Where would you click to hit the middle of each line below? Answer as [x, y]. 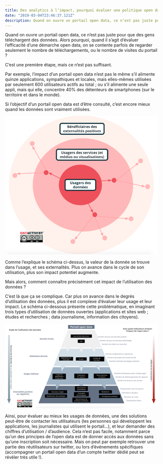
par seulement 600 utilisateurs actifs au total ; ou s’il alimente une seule [77, 84]
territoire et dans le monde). [33, 95]
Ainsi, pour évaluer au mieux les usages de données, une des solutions [76, 416]
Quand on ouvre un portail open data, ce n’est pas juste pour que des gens [80, 35]
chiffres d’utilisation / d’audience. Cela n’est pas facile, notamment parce [78, 432]
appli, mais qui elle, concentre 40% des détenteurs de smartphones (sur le [80, 90]
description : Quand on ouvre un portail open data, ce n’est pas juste [79, 20]
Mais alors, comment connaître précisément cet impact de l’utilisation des [79, 282]
